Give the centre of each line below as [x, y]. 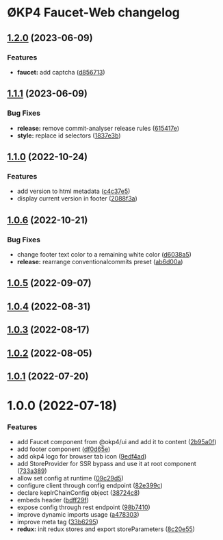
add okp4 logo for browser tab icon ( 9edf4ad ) [82, 457]
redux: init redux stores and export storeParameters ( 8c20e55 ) [106, 529]
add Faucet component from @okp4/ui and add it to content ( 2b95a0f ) [117, 442]
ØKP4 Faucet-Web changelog [93, 13]
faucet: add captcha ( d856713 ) [61, 72]
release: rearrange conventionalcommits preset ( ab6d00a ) [100, 261]
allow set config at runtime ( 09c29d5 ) [70, 478]
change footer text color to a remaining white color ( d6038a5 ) [104, 254]
